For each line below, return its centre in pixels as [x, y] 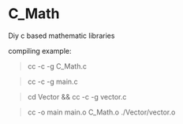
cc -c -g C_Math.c [57, 66]
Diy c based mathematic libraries [62, 36]
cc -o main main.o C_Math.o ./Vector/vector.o [101, 112]
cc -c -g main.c [52, 81]
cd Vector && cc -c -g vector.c [77, 96]
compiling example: [40, 51]
